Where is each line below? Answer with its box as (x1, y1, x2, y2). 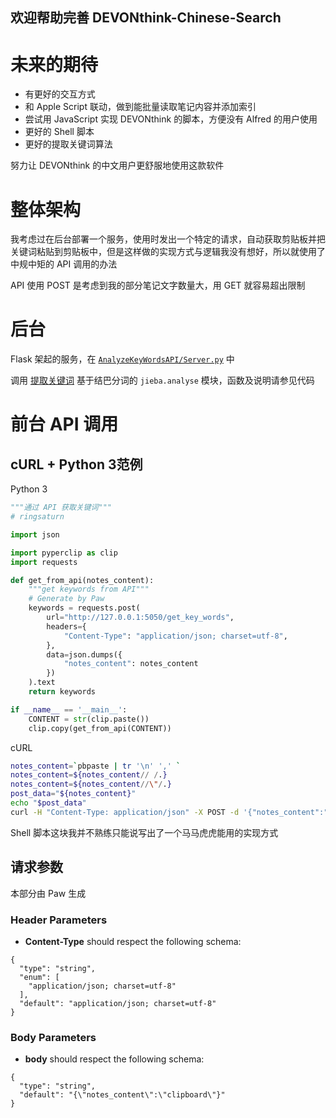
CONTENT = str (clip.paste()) (28, 714, 150, 724)
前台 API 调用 (10, 413, 119, 436)
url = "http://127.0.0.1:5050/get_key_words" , (46, 613, 235, 623)
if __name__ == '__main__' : (10, 704, 128, 715)
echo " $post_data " (10, 798, 87, 808)
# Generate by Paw (28, 594, 105, 604)
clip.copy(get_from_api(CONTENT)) (28, 723, 172, 733)
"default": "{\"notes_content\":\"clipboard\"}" (19, 1090, 226, 1100)
